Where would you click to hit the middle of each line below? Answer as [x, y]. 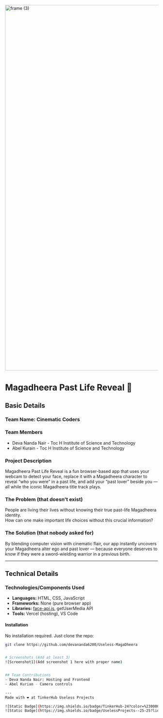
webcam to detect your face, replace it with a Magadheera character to [76, 477]
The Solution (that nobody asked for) [49, 533]
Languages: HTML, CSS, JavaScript [48, 598]
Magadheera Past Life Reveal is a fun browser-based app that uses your [77, 471]
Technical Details [32, 574]
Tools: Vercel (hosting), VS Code [45, 614]
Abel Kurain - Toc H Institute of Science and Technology [68, 448]
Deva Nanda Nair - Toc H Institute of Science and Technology [74, 443]
